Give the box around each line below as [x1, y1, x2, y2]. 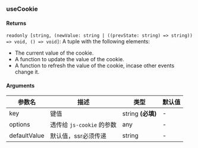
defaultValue [9, 131, 45, 140]
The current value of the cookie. [14, 49, 94, 56]
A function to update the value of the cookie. [14, 56, 125, 63]
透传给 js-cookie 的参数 [50, 121, 117, 129]
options [9, 121, 30, 129]
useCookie [6, 5, 38, 13]
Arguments [6, 82, 35, 89]
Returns [6, 20, 27, 27]
